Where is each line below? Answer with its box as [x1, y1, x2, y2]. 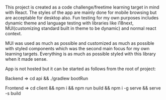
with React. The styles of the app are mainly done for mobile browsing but [5, 9, 157, 15]
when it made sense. [5, 56, 48, 62]
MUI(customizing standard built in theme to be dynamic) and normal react [5, 25, 157, 31]
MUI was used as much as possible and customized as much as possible [5, 40, 155, 46]
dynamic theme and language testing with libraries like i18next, [5, 20, 134, 26]
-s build [5, 91, 21, 96]
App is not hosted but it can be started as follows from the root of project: [5, 66, 156, 72]
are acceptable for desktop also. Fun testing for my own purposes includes [5, 15, 159, 20]
